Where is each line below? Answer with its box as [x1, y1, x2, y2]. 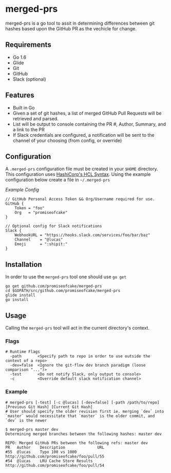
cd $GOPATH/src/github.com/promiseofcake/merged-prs [5, 288, 121, 294]
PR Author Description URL [5, 445, 104, 450]
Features [5, 91, 34, 100]
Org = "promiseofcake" [14, 210, 68, 215]
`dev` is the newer [5, 417, 47, 423]
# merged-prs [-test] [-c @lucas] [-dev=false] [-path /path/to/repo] [5, 399, 160, 405]
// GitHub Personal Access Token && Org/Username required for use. [5, 196, 155, 202]
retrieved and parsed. [12, 115, 59, 121]
